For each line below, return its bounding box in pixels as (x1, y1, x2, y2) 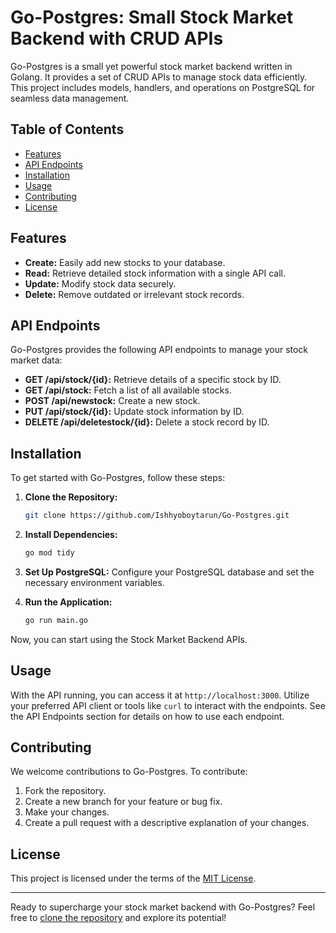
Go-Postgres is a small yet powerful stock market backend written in (10, 60, 293, 72)
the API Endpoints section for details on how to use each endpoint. (10, 710, 285, 722)
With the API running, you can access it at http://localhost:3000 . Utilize (10, 689, 310, 701)
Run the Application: (24, 596, 113, 608)
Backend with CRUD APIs (10, 27, 224, 50)
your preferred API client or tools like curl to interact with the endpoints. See (10, 699, 326, 711)
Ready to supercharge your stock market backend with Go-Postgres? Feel (10, 901, 316, 913)
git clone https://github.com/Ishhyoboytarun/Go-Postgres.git (24, 511, 290, 521)
